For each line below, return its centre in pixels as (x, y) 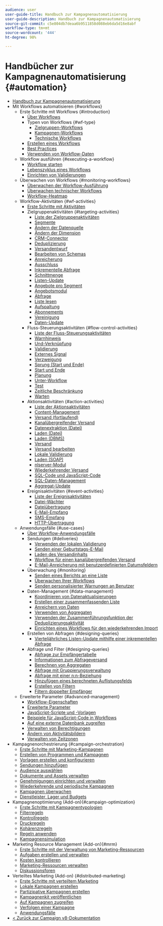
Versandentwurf (51, 248)
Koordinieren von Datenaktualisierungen (75, 596)
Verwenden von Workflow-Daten (60, 154)
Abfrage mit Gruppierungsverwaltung (73, 670)
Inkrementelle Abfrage (57, 270)
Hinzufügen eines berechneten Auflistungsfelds (83, 680)
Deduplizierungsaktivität (59, 622)
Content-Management (57, 412)
